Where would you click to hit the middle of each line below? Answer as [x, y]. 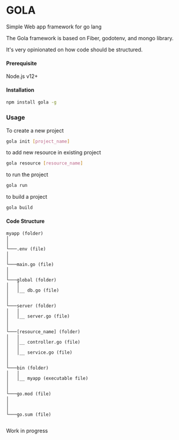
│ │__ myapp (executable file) [47, 378]
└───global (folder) [32, 280]
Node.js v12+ [22, 76]
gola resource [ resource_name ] [45, 163]
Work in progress [27, 431]
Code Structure [25, 221]
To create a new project [35, 130]
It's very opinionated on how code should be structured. [74, 49]
